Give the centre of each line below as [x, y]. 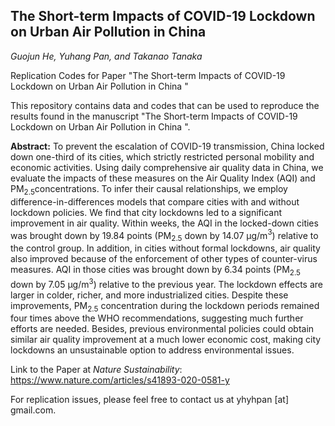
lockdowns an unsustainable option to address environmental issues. [152, 350]
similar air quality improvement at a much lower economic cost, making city [166, 340]
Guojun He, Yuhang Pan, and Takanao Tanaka [106, 56]
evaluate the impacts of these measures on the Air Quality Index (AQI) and [163, 178]
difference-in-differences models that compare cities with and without [155, 201]
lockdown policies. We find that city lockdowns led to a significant [146, 212]
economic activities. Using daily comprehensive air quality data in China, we [167, 167]
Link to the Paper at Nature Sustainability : [96, 370]
